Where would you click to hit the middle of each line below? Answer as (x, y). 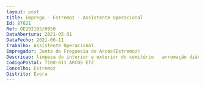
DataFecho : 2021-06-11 (35, 40)
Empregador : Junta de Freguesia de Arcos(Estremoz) (73, 51)
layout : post (23, 12)
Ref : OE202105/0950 (31, 29)
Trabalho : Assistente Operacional (50, 46)
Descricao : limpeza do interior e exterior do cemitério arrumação (97, 57)
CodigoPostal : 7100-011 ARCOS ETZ (50, 62)
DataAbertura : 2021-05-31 (39, 35)
